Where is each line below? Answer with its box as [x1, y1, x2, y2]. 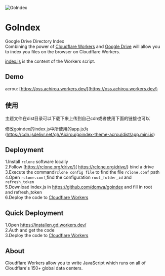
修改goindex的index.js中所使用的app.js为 [5, 126, 89, 132]
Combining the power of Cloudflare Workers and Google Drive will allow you [5, 43, 161, 49]
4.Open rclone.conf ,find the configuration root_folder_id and [5, 174, 132, 180]
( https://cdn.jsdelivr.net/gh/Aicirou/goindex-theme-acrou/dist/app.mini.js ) [5, 131, 155, 137]
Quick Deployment [5, 209, 64, 217]
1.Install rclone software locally [5, 158, 68, 165]
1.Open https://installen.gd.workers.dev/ [5, 222, 86, 228]
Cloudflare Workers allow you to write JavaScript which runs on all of [5, 260, 146, 266]
